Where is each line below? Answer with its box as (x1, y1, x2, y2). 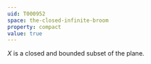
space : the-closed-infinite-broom (7, 17, 109, 24)
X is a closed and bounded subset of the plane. (7, 49, 145, 58)
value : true (7, 30, 42, 37)
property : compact (7, 23, 61, 30)
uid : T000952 (7, 10, 46, 18)
